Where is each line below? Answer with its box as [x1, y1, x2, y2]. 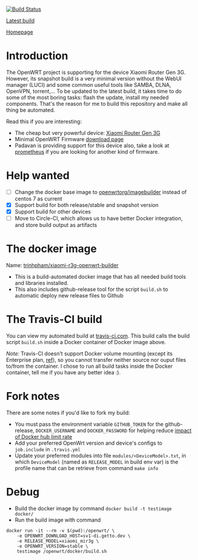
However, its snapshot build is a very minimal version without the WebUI [6, 75, 182, 82]
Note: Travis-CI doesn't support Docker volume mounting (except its [6, 350, 173, 357]
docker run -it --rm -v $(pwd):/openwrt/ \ [6, 527, 115, 533]
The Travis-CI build [6, 313, 102, 326]
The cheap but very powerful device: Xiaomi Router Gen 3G [14, 129, 161, 136]
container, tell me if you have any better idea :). [6, 369, 121, 376]
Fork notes [6, 390, 60, 403]
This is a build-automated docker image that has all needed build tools [14, 273, 186, 280]
